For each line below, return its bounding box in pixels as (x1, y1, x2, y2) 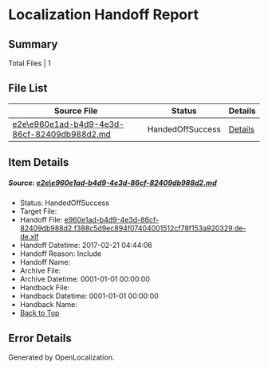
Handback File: (19, 283, 70, 293)
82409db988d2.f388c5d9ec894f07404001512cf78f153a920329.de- (19, 223, 246, 233)
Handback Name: (19, 300, 77, 309)
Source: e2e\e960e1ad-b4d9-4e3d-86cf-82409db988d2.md (8, 178, 217, 187)
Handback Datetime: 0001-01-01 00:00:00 (19, 291, 160, 301)
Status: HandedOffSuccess (19, 198, 110, 208)
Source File (53, 105, 98, 116)
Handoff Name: (19, 258, 70, 267)
